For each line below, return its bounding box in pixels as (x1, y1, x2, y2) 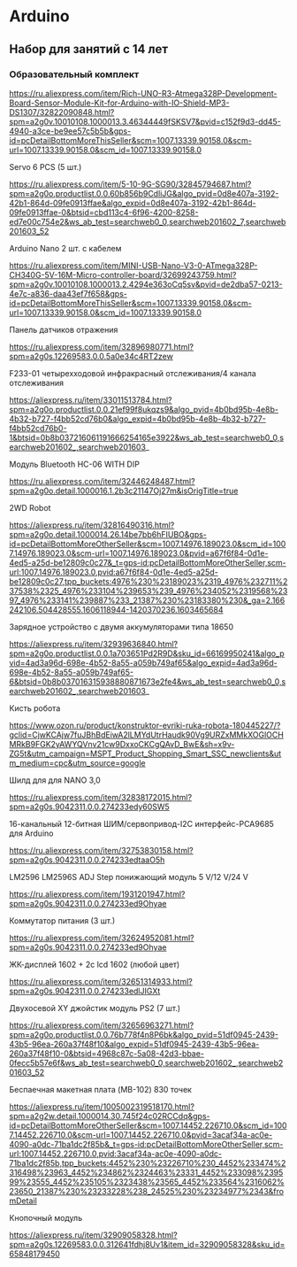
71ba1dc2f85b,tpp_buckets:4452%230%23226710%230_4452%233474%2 (9, 1157, 286, 1168)
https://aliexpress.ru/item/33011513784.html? (9, 394, 172, 405)
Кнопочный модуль (9, 1212, 82, 1223)
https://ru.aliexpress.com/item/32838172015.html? (9, 792, 193, 802)
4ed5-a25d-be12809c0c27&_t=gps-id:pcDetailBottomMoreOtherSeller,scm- (9, 557, 286, 568)
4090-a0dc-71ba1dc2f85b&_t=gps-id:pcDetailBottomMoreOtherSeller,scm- (9, 1139, 284, 1149)
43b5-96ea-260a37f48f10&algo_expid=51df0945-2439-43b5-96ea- (9, 1039, 260, 1049)
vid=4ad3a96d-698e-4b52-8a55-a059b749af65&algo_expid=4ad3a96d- (9, 657, 278, 668)
